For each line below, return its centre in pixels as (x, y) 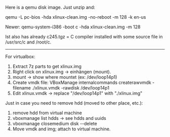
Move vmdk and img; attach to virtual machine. (61, 129)
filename (22, 88)
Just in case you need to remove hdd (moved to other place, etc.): (74, 103)
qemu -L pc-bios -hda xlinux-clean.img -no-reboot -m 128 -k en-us (76, 17)
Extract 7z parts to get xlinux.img (47, 66)
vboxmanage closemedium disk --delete (55, 124)
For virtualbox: (20, 57)
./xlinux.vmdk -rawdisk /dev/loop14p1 (71, 88)
